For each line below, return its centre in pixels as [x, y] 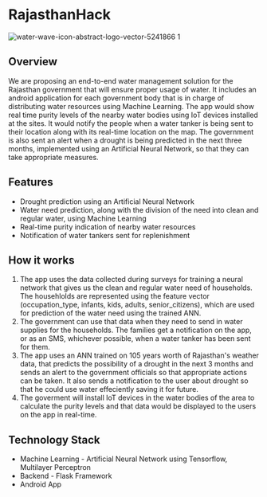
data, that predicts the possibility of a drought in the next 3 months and [136, 364]
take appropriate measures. [53, 157]
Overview [33, 62]
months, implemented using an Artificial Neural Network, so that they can [129, 148]
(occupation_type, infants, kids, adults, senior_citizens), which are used [137, 305]
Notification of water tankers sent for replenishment [105, 235]
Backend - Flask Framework [66, 476]
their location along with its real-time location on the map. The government [131, 131]
